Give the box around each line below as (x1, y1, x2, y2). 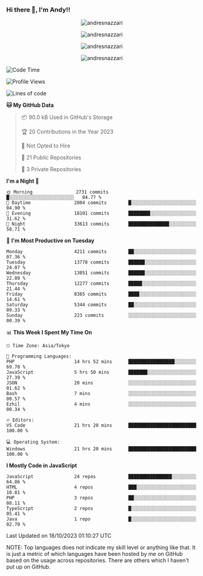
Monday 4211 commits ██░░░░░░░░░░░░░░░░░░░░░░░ (6, 249, 197, 255)
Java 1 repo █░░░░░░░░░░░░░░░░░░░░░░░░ (6, 516, 197, 523)
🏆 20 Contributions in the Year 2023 (21, 128, 114, 135)
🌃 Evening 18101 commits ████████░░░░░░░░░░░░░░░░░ (6, 211, 197, 217)
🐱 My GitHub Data (6, 101, 55, 109)
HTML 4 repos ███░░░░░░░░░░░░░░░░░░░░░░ (6, 484, 197, 490)
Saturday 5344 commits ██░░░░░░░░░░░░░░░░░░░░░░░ (6, 302, 197, 308)
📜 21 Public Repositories (21, 154, 82, 161)
